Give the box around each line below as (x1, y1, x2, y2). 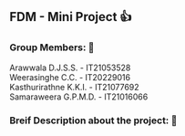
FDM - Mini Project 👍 (9, 9, 132, 25)
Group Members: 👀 (9, 41, 95, 54)
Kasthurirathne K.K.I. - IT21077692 (9, 81, 139, 92)
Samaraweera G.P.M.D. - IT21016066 (9, 91, 149, 102)
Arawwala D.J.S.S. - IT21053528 (9, 62, 131, 73)
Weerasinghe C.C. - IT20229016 (9, 71, 130, 82)
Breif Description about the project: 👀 (9, 114, 178, 127)
